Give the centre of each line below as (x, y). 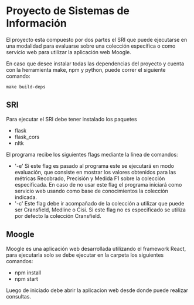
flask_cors (27, 137)
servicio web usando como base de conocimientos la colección (91, 191)
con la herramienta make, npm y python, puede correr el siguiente (86, 69)
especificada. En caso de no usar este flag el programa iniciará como (98, 184)
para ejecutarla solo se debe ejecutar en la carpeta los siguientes (85, 255)
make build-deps (26, 87)
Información (37, 23)
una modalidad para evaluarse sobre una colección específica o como (91, 46)
